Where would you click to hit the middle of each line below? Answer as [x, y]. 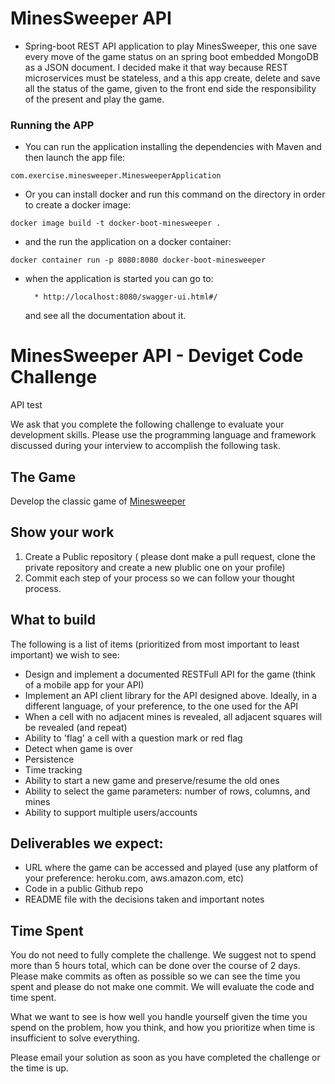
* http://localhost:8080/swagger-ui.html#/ [126, 297]
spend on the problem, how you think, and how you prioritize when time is [163, 1028]
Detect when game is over [78, 748]
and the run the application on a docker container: [128, 242]
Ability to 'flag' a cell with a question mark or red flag [133, 738]
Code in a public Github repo [84, 889]
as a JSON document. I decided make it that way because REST [156, 67]
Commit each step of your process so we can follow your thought [159, 578]
